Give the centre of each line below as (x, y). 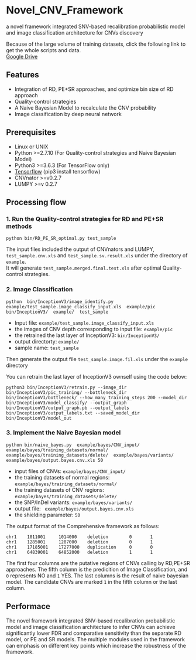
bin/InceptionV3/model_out (39, 418)
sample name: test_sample (47, 348)
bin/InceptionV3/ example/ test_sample (57, 312)
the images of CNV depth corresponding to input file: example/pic (94, 329)
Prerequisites (31, 132)
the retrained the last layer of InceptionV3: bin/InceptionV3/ (87, 335)
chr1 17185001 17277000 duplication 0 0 (80, 547)
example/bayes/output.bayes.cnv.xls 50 (55, 460)
